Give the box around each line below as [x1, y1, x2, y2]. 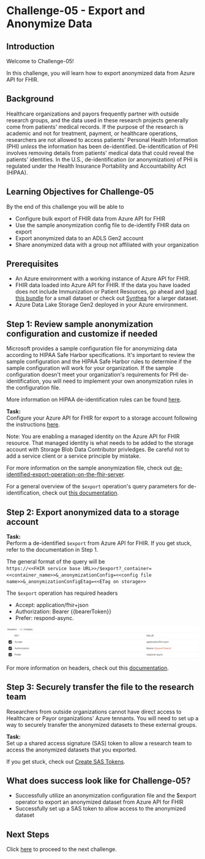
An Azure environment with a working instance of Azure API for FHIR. [15, 275, 190, 283]
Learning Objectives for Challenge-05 [6, 187, 154, 197]
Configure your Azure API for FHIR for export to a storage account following [6, 414, 198, 422]
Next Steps [6, 829, 50, 839]
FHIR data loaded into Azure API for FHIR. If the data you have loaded [15, 281, 191, 289]
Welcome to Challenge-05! [6, 58, 75, 65]
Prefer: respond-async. [15, 614, 75, 622]
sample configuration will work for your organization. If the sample [6, 364, 174, 372]
